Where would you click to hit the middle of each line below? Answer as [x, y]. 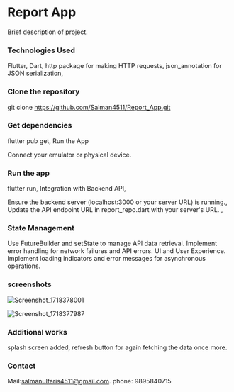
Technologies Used [41, 50]
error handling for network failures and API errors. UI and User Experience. [117, 251]
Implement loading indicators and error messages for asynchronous [106, 259]
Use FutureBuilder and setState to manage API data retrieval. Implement [112, 243]
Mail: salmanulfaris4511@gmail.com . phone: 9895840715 [89, 381]
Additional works [37, 332]
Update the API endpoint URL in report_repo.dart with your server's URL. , [115, 210]
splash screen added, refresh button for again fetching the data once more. [117, 347]
